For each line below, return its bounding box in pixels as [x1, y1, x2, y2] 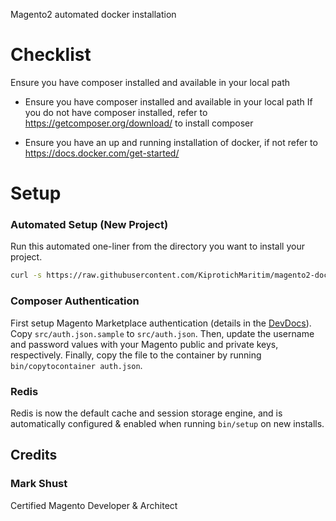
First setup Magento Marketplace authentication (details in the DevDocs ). [10, 317, 312, 329]
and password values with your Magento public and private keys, [10, 338, 279, 350]
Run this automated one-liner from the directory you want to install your [10, 240, 305, 253]
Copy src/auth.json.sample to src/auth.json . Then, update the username [10, 327, 315, 339]
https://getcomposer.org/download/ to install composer [24, 117, 254, 129]
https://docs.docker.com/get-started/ [24, 147, 180, 159]
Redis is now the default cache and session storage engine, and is [10, 407, 283, 419]
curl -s [10, 270, 43, 281]
